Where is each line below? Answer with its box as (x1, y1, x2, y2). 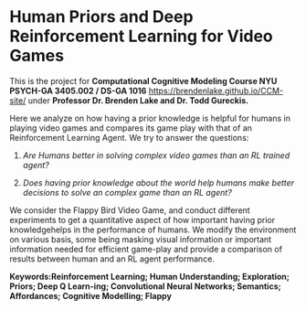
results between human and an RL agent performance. (9, 253, 215, 264)
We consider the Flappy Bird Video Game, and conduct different (9, 204, 250, 216)
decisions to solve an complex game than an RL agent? (22, 187, 233, 198)
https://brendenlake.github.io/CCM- (148, 85, 284, 96)
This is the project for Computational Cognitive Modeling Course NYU (9, 75, 278, 86)
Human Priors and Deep (9, 6, 194, 27)
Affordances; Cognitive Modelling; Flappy (9, 290, 172, 301)
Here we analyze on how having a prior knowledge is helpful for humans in (9, 112, 290, 123)
